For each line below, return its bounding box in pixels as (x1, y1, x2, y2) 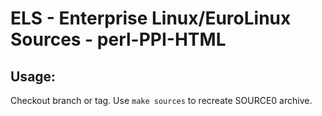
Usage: (10, 68, 57, 85)
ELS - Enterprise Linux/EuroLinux (10, 7, 292, 30)
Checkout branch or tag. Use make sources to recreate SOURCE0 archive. (10, 95, 313, 106)
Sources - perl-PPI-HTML (10, 28, 227, 51)
